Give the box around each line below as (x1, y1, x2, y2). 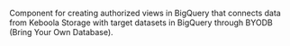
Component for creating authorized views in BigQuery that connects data (9, 8, 281, 18)
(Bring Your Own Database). (9, 27, 114, 37)
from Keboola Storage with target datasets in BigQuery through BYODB (9, 17, 273, 28)
